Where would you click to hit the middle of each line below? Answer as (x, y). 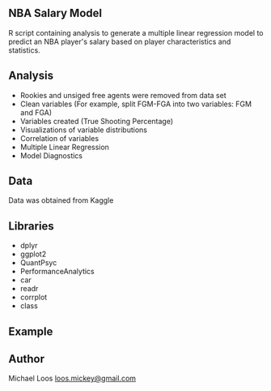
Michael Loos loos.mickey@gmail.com (72, 378)
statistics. (24, 50)
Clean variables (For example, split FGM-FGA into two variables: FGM (136, 104)
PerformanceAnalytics (57, 272)
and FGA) (36, 112)
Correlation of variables (59, 138)
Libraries (31, 226)
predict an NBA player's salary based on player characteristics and (120, 41)
